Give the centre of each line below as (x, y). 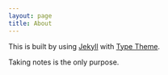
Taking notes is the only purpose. (64, 62)
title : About (30, 23)
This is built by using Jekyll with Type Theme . (84, 46)
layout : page (30, 16)
